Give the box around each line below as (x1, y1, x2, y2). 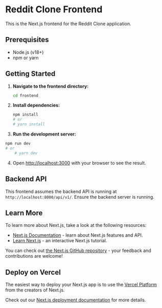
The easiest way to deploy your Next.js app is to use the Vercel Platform (5, 281, 157, 288)
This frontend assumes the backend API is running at (5, 188, 117, 195)
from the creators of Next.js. (5, 287, 65, 293)
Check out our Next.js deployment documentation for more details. (5, 297, 146, 303)
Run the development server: (12, 131, 77, 137)
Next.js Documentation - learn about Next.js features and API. (12, 232, 143, 238)
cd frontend (12, 93, 38, 98)
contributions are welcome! (5, 253, 63, 259)
